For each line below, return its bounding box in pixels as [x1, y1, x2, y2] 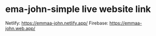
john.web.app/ [5, 25, 35, 31]
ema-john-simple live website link [5, 3, 151, 15]
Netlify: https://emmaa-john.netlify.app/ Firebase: [5, 20, 109, 26]
